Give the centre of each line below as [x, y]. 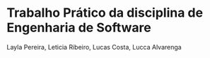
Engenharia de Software [79, 28]
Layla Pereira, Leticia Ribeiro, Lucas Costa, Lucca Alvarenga [94, 47]
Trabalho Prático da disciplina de [105, 13]
